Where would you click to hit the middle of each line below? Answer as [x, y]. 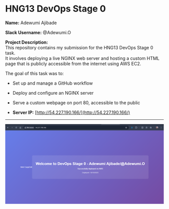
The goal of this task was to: [34, 73]
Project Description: [27, 42]
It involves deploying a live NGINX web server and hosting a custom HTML [82, 58]
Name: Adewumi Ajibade [31, 23]
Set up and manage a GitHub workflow [53, 83]
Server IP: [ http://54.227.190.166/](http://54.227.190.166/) [71, 112]
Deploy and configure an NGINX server [53, 93]
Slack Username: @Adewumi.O [38, 32]
